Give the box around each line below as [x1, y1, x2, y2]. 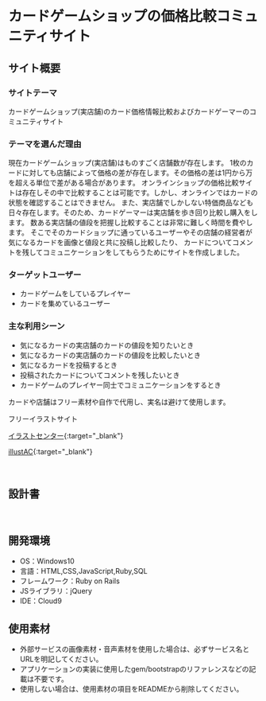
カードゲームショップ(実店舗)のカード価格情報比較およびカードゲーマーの [8, 107, 250, 116]
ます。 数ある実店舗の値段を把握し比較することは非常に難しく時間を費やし [8, 218, 253, 228]
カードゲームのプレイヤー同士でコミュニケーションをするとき [19, 380, 222, 390]
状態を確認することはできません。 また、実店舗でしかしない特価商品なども [8, 198, 254, 208]
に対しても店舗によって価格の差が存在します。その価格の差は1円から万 [21, 168, 253, 177]
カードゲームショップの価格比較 [8, 7, 217, 25]
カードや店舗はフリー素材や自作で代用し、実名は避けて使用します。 [8, 397, 230, 407]
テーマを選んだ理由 [8, 138, 82, 150]
